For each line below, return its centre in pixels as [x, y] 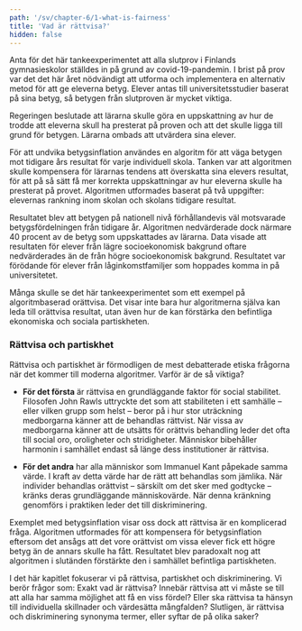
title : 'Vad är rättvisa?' [60, 26]
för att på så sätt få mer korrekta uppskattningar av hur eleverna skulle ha [146, 181]
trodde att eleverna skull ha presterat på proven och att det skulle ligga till [146, 125]
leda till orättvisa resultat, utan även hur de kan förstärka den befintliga [141, 312]
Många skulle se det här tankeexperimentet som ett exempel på [128, 293]
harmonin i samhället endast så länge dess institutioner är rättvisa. [146, 449]
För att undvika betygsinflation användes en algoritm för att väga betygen [146, 152]
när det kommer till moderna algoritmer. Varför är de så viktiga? [127, 374]
